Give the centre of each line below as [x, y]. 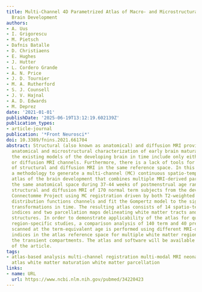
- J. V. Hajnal [25, 95]
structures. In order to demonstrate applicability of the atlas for [100, 218]
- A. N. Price [24, 73]
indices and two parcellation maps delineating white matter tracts [99, 213]
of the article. [32, 246]
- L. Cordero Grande [32, 67]
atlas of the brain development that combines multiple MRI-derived [99, 179]
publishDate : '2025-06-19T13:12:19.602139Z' [63, 118]
